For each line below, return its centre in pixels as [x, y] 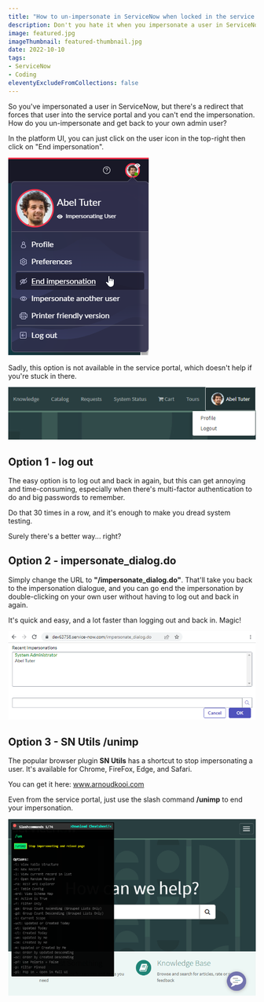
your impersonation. [40, 807]
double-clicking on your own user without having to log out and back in [124, 596]
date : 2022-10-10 [37, 50]
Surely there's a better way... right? [65, 536]
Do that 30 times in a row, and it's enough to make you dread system [119, 513]
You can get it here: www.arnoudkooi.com [76, 784]
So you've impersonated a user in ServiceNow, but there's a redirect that [126, 106]
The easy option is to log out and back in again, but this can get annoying [127, 481]
